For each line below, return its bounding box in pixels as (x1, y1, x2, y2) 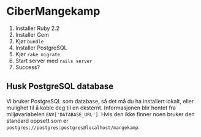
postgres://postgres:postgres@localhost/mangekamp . (6, 124, 140, 131)
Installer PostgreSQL (15, 44, 67, 51)
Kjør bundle (15, 37, 44, 45)
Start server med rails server (15, 57, 93, 64)
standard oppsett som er (6, 117, 69, 124)
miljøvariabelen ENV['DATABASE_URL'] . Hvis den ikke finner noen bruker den (6, 110, 195, 117)
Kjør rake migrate (15, 50, 61, 57)
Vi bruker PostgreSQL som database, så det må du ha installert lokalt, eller (6, 97, 194, 105)
